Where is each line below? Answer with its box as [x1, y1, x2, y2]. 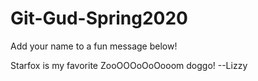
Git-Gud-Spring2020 [10, 7, 188, 30]
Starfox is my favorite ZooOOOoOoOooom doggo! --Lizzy [10, 59, 248, 71]
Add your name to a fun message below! [10, 40, 178, 52]
